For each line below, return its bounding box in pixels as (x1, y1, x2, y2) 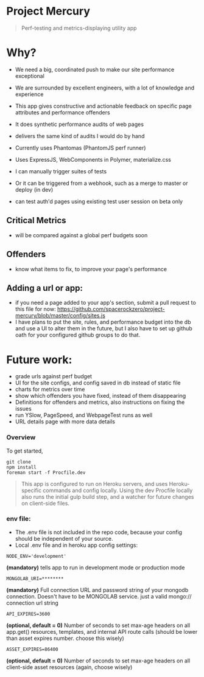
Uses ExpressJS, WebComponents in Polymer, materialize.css (15, 156, 172, 163)
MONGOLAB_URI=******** (6, 575, 64, 582)
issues (15, 405, 32, 412)
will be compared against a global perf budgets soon (15, 231, 148, 238)
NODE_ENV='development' (6, 553, 67, 559)
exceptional (15, 72, 44, 80)
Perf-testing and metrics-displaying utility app (21, 24, 137, 32)
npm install (6, 464, 37, 470)
